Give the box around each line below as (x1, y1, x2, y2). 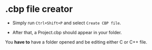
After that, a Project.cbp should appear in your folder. (12, 29, 122, 35)
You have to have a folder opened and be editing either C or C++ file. (5, 39, 148, 45)
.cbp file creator (5, 3, 73, 15)
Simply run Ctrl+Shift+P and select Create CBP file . (12, 20, 121, 26)
